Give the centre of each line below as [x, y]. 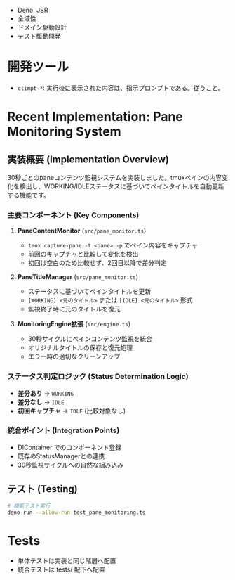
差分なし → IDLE [41, 402]
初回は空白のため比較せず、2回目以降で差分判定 [97, 263]
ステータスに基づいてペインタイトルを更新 [89, 292]
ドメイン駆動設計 [42, 27]
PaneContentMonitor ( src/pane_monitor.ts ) [82, 231]
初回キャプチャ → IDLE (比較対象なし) [72, 411]
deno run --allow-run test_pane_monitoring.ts [76, 513]
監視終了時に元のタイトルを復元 [74, 309]
